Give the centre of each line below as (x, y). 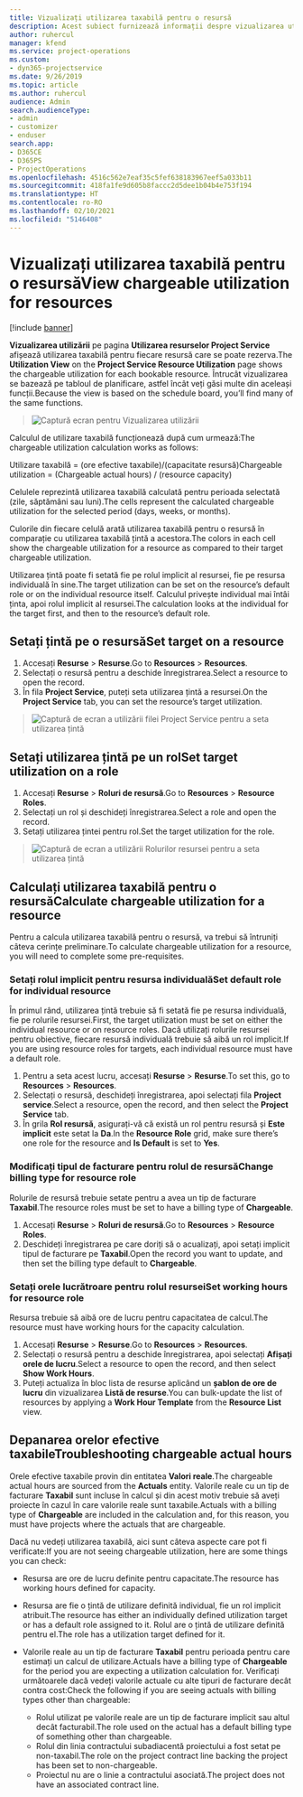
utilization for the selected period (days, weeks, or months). (120, 510)
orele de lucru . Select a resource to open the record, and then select (149, 1363)
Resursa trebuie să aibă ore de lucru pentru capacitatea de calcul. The (139, 1317)
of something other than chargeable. (104, 1736)
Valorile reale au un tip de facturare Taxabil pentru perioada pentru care (156, 1652)
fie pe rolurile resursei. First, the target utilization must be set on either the (146, 1020)
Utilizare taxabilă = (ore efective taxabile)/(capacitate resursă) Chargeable (146, 464)
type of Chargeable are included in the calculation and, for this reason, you (149, 1514)
